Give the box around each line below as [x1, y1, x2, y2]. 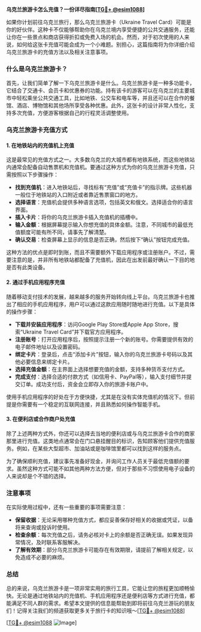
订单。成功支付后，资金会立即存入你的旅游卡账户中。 [20, 380, 151, 387]
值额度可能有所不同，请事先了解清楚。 [14, 228, 109, 236]
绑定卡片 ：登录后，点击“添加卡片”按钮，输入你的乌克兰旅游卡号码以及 [14, 350, 188, 358]
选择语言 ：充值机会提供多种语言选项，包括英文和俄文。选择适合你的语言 [14, 199, 193, 206]
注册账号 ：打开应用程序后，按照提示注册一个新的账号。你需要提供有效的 [14, 335, 193, 343]
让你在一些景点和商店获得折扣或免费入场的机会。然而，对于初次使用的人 [6, 33, 184, 41]
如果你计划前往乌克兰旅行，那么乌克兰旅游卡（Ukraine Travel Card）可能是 [6, 19, 191, 26]
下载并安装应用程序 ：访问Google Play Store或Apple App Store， [14, 320, 173, 328]
